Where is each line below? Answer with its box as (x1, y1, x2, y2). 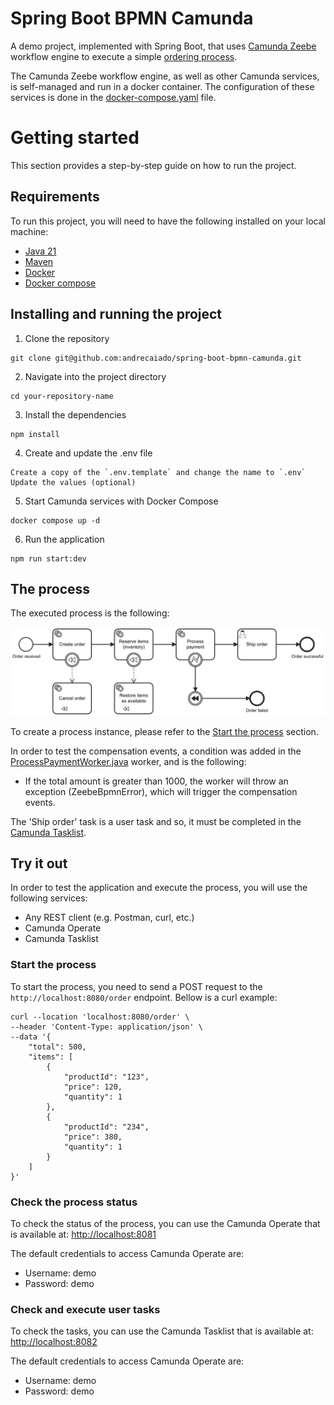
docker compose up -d (10, 515, 101, 526)
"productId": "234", (63, 1122, 150, 1132)
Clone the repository (24, 332, 110, 344)
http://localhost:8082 (10, 1336, 98, 1348)
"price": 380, (63, 1132, 123, 1142)
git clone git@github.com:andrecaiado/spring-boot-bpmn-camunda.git (10, 353, 302, 363)
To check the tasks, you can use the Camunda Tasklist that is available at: (10, 1325, 314, 1337)
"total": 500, (28, 1042, 87, 1052)
